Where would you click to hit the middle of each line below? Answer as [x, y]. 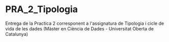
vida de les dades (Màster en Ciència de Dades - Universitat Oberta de [80, 28]
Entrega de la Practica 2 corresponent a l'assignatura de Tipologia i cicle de [85, 23]
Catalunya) [17, 34]
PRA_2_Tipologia [41, 9]
